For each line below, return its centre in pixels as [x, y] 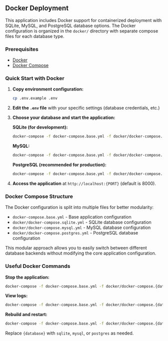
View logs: [16, 296]
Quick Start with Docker [35, 78]
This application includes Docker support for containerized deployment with [83, 20]
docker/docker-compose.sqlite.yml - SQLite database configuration [82, 222]
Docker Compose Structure [39, 196]
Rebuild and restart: [26, 314]
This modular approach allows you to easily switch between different [76, 248]
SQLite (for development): [40, 127]
